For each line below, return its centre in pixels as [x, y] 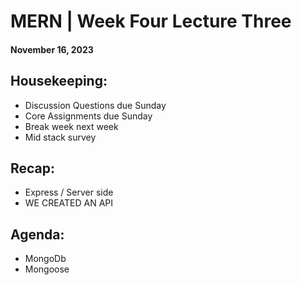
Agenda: [37, 234]
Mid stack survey [60, 137]
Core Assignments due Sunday [88, 116]
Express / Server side [69, 192]
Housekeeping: [59, 81]
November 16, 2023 [52, 49]
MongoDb [45, 259]
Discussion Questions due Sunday [95, 105]
